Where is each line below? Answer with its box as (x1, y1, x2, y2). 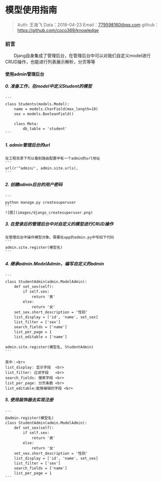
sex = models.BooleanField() (14, 111, 74, 116)
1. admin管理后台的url (5, 142, 50, 148)
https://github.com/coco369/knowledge (17, 27, 99, 33)
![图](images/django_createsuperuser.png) (5, 210, 93, 215)
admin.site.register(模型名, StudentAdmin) (5, 344, 94, 349)
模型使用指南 (5, 4, 58, 16)
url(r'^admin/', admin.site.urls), (5, 166, 79, 171)
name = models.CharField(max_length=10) (14, 107, 98, 111)
